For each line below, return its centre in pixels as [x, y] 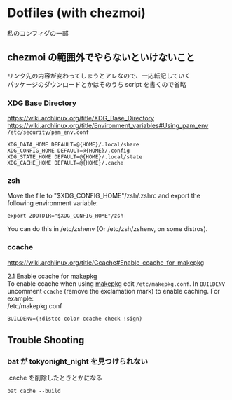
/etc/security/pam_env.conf [48, 132]
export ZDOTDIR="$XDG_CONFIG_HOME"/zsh [66, 216]
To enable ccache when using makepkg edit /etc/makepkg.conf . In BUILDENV [116, 283]
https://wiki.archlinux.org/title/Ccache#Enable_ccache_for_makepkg [106, 262]
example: [20, 298]
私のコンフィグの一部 [38, 33]
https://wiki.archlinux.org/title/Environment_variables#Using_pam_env [108, 126]
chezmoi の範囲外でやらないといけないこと [101, 57]
